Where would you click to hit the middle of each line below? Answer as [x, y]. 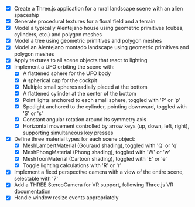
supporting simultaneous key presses [68, 133]
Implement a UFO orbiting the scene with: [64, 67]
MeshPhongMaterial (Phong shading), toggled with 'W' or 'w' [96, 152]
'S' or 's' [33, 113]
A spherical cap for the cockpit [60, 80]
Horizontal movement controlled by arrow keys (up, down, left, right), [106, 126]
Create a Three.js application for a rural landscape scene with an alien [98, 9]
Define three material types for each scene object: [75, 139]
